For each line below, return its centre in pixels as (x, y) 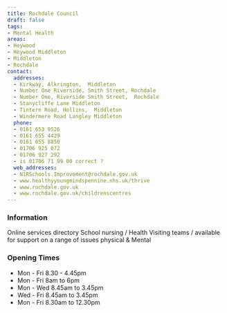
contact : (20, 71)
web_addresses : (35, 168)
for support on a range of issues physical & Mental (79, 240)
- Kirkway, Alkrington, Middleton (65, 84)
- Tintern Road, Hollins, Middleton (68, 110)
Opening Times (34, 258)
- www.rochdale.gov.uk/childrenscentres (72, 193)
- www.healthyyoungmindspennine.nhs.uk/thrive (82, 180)
